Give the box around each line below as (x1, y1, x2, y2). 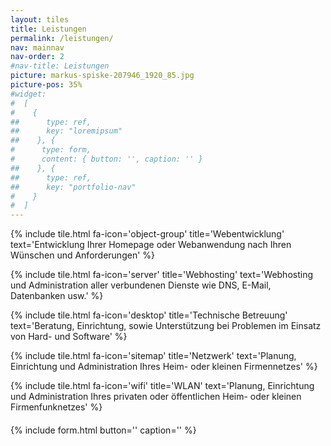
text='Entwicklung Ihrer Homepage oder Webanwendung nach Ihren (10, 239, 292, 251)
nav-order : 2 (10, 52, 65, 62)
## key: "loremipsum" (10, 126, 123, 136)
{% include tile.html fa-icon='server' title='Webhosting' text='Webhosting (10, 269, 314, 281)
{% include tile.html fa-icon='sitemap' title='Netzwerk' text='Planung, (10, 350, 297, 362)
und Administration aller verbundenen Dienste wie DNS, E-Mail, (10, 279, 272, 291)
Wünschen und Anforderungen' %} (10, 249, 155, 261)
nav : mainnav (10, 42, 65, 53)
